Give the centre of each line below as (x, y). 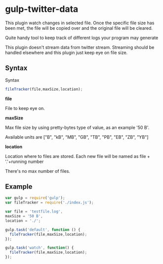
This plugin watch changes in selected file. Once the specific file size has (80, 23)
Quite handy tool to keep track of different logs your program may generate (82, 38)
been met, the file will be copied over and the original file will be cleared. (79, 28)
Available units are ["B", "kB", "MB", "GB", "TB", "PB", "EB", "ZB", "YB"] (77, 137)
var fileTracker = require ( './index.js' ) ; (49, 203)
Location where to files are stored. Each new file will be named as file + (78, 156)
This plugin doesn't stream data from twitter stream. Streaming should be (80, 47)
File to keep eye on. (25, 108)
